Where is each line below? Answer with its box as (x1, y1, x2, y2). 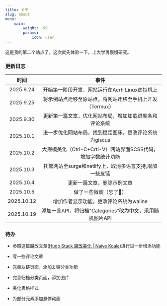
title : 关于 (5, 7, 28, 12)
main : (14, 21, 26, 26)
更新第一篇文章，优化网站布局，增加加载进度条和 (43, 113, 158, 120)
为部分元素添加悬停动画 (12, 296, 61, 302)
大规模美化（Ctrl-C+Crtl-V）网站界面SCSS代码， (42, 146, 159, 153)
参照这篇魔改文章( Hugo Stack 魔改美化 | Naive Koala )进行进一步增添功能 (12, 243, 161, 249)
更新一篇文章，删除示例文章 (68, 180, 133, 186)
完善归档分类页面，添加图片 (12, 275, 70, 281)
